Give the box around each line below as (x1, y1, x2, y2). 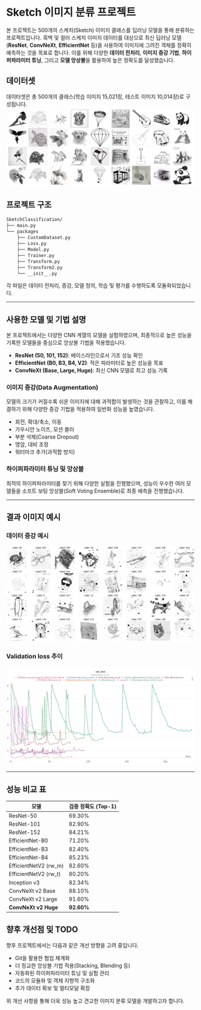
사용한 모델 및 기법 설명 (6, 314, 87, 324)
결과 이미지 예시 (6, 512, 61, 523)
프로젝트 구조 (6, 199, 52, 210)
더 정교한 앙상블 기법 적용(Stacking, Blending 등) (14, 962, 130, 969)
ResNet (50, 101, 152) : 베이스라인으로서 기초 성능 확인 (14, 352, 144, 359)
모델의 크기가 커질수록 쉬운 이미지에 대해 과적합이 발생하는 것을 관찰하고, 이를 (6, 398, 187, 406)
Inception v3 (8, 878, 40, 886)
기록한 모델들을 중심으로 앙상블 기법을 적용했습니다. (6, 339, 126, 346)
